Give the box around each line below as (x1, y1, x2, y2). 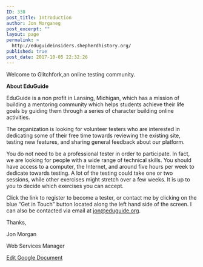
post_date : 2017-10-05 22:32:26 (6, 54, 88, 60)
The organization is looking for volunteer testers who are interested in (6, 125, 181, 132)
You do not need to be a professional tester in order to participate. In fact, (6, 150, 190, 157)
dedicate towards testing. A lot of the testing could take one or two (6, 169, 173, 177)
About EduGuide (6, 83, 49, 90)
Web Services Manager (6, 242, 65, 249)
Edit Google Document (6, 254, 63, 261)
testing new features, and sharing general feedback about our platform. (6, 138, 185, 146)
